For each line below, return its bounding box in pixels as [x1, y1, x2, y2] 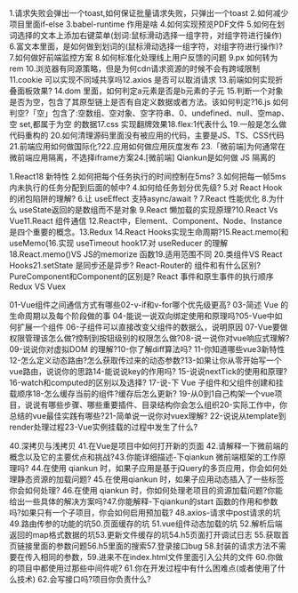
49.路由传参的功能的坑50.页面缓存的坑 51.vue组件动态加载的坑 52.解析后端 [9, 518, 283, 529]
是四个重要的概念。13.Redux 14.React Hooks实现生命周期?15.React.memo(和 [9, 227, 289, 237]
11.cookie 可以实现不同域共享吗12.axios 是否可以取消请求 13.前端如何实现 [9, 75, 276, 84]
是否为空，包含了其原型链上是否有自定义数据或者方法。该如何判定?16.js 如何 [9, 97, 289, 107]
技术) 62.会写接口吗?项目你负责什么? [16, 574, 151, 584]
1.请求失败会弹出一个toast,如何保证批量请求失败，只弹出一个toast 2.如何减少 [9, 8, 289, 18]
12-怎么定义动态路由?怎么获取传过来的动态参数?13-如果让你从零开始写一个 [9, 355, 282, 365]
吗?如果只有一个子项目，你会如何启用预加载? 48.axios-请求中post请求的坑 [9, 508, 281, 517]
